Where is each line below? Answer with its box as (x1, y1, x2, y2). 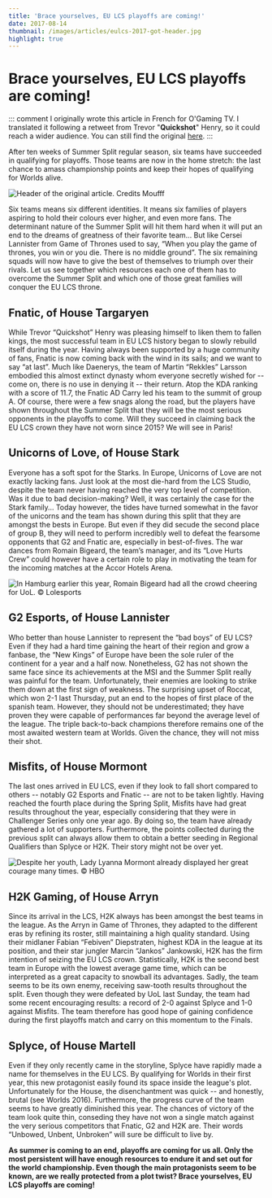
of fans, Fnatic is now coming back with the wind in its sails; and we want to (8, 353, 262, 363)
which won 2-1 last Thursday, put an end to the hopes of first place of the (8, 693, 254, 702)
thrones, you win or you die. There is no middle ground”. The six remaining (8, 247, 258, 257)
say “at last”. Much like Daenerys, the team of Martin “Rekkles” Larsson (8, 362, 248, 371)
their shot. (8, 736, 43, 745)
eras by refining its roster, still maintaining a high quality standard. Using (8, 929, 250, 938)
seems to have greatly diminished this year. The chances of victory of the (8, 1104, 254, 1113)
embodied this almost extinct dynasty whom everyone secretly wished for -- (8, 371, 265, 380)
